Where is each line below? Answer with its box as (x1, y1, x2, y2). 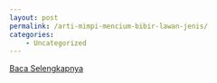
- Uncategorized (25, 38, 88, 48)
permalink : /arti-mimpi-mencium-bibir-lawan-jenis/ (9, 22, 208, 31)
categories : (9, 30, 54, 39)
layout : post (9, 13, 59, 23)
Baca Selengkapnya (9, 63, 84, 74)
